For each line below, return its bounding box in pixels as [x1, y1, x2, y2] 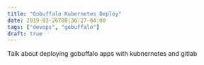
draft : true [7, 30, 42, 37]
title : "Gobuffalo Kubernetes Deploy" [7, 10, 122, 18]
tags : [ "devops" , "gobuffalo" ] [7, 23, 100, 30]
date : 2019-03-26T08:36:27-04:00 [7, 17, 106, 24]
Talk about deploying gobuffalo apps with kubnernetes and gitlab [7, 49, 198, 58]
